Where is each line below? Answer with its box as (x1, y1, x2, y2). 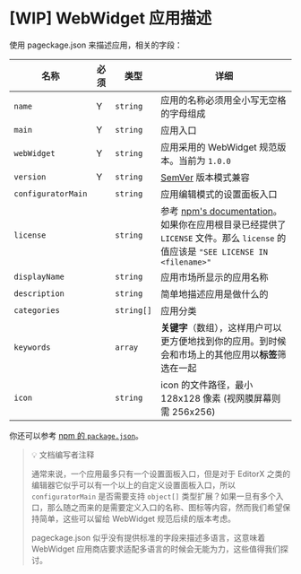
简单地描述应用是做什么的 (160, 288, 269, 300)
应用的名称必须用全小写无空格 (160, 93, 287, 106)
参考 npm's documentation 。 (160, 204, 282, 217)
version (13, 171, 47, 182)
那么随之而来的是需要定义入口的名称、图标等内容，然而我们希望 (47, 501, 283, 512)
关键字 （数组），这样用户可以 (160, 321, 282, 334)
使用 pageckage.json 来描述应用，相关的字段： (9, 39, 183, 50)
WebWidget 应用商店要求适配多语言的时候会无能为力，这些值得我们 (30, 544, 280, 554)
